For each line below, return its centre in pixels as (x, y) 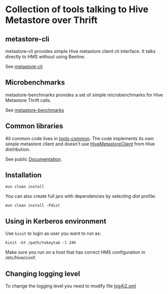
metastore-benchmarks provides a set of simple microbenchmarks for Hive (84, 95)
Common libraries (34, 126)
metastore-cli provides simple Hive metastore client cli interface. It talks (81, 51)
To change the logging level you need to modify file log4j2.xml (71, 286)
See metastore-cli (24, 66)
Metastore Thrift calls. (29, 100)
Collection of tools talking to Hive (77, 9)
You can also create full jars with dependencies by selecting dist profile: (81, 196)
